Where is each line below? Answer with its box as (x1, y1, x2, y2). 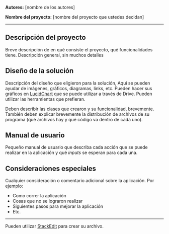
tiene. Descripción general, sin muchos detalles (5, 52, 104, 58)
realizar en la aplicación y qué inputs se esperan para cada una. (5, 149, 138, 155)
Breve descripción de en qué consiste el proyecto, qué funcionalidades (5, 46, 153, 52)
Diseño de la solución (5, 66, 74, 75)
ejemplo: (5, 183, 24, 189)
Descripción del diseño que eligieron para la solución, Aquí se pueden (5, 80, 150, 86)
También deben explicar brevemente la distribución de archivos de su (5, 111, 150, 117)
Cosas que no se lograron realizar (12, 198, 83, 204)
